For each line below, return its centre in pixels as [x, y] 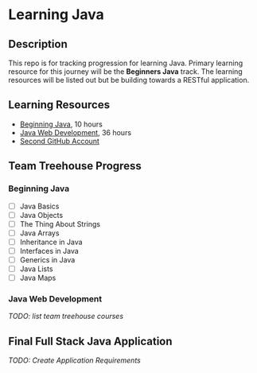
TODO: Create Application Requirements [74, 360]
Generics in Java [47, 259]
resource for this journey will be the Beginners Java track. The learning [125, 72]
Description [38, 44]
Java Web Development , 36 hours [76, 132]
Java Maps [38, 278]
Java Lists [36, 269]
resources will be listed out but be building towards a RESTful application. [129, 80]
